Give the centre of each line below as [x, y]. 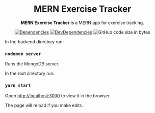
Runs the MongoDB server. [32, 64]
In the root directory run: [30, 73]
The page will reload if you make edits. [44, 105]
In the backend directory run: [34, 42]
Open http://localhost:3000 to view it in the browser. [58, 96]
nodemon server [23, 54]
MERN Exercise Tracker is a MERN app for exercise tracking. [82, 23]
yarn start [18, 85]
